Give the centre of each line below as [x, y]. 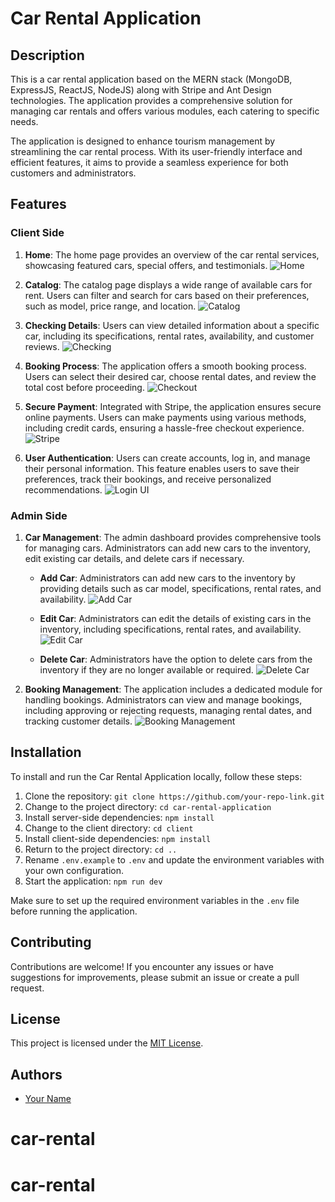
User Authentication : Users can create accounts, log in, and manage [167, 458]
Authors [36, 1074]
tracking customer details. [78, 721]
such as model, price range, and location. [110, 306]
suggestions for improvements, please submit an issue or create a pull [155, 977]
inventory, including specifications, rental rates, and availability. [170, 629]
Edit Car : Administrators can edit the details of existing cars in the [175, 618]
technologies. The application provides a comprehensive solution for [151, 100]
